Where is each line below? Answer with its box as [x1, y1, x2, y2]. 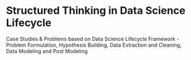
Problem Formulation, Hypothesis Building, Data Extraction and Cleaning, [6, 42, 182, 48]
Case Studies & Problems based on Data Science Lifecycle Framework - [6, 35, 179, 42]
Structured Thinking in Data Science [6, 4, 186, 17]
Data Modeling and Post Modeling [6, 47, 88, 54]
